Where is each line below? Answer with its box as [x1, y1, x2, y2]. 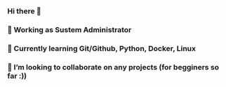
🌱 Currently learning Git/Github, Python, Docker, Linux [7, 43, 197, 53]
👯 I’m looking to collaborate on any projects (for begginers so [7, 62, 220, 72]
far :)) [7, 71, 27, 81]
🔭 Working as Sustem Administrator [7, 24, 132, 34]
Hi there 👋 [7, 6, 42, 16]
